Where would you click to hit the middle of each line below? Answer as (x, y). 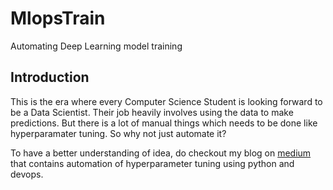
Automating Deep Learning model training (96, 46)
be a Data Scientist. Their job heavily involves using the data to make (152, 112)
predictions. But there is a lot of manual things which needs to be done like (164, 123)
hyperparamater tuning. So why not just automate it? (118, 133)
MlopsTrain (58, 18)
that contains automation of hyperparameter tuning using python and (152, 163)
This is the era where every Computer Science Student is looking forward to (166, 101)
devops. (27, 174)
